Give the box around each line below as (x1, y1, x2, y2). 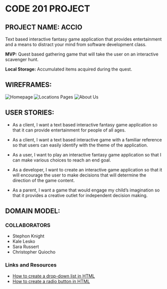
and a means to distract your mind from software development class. (5, 41, 147, 47)
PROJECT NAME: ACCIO (5, 23, 83, 31)
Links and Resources (5, 261, 57, 268)
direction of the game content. (12, 177, 75, 183)
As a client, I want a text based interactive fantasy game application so (12, 121, 158, 127)
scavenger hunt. (5, 56, 39, 62)
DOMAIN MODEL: (5, 207, 61, 215)
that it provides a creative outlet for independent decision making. (12, 192, 148, 198)
